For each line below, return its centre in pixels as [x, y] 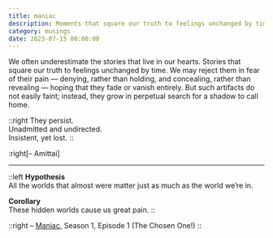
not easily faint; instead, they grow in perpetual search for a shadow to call [133, 96]
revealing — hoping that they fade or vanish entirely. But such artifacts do [132, 88]
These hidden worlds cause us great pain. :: [82, 210]
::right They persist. [41, 121]
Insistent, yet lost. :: [41, 138]
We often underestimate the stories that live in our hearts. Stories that [125, 62]
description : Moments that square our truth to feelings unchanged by [130, 24]
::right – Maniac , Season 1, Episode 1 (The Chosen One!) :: [105, 226]
